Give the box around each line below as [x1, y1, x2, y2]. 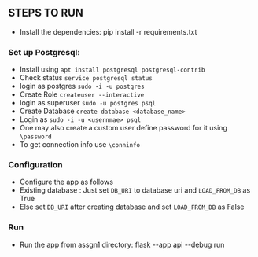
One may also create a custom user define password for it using [19, 123, 228, 133]
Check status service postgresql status [19, 73, 153, 83]
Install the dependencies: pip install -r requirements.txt [19, 27, 197, 36]
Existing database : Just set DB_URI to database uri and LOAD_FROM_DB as [19, 185, 251, 195]
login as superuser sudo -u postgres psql [19, 98, 157, 108]
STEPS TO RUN [8, 6, 84, 20]
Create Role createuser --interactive [19, 90, 145, 99]
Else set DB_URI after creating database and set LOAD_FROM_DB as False [19, 202, 245, 211]
